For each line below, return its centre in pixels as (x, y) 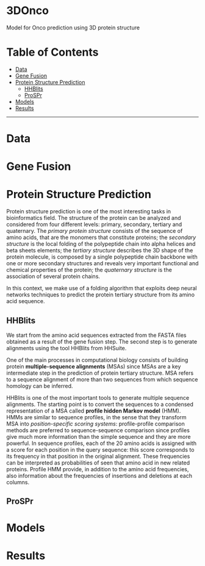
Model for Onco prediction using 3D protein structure (73, 28)
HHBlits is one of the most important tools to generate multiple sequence (98, 398)
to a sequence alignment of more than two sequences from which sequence (102, 379)
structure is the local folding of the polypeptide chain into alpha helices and (101, 244)
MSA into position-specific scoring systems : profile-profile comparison (95, 424)
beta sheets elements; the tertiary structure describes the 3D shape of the (100, 251)
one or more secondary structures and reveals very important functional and (103, 263)
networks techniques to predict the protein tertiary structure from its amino (101, 295)
